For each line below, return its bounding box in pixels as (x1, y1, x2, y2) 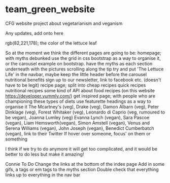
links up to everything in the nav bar (5, 171, 81, 178)
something (5, 136, 28, 142)
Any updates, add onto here (5, 30, 63, 36)
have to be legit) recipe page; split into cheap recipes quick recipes (5, 82, 146, 88)
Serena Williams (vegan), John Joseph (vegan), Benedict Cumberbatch (5, 125, 154, 131)
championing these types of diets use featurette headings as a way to (5, 98, 151, 104)
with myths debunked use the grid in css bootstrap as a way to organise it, (5, 55, 161, 61)
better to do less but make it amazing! (5, 151, 84, 157)
